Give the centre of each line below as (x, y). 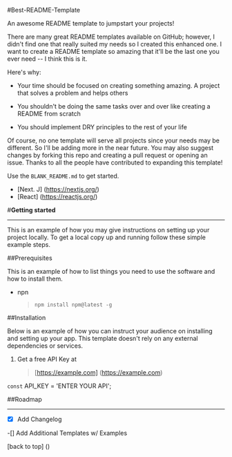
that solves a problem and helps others (72, 93)
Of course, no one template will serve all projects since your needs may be (113, 140)
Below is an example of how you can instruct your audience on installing (110, 331)
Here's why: (24, 72)
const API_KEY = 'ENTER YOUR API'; (59, 386)
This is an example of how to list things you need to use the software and (111, 271)
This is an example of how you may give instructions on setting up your (108, 230)
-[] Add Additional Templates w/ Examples (67, 433)
